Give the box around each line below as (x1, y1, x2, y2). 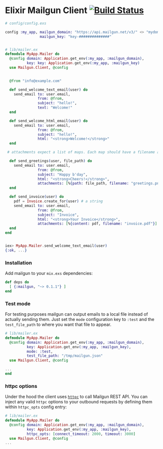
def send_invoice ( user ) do (9, 194, 64, 199)
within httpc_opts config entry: (5, 404, 67, 410)
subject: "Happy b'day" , (37, 172, 88, 177)
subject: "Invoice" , (37, 212, 79, 217)
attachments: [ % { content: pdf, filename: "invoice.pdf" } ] (37, 221, 158, 226)
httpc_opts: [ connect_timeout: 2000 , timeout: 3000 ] (26, 432, 136, 436)
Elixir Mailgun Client (5, 5, 88, 16)
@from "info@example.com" (9, 78, 62, 83)
